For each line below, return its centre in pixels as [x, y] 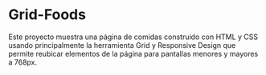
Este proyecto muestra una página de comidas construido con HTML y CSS [133, 37]
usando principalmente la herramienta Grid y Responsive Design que [122, 45]
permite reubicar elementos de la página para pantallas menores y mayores [133, 53]
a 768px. [23, 62]
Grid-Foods [47, 15]
